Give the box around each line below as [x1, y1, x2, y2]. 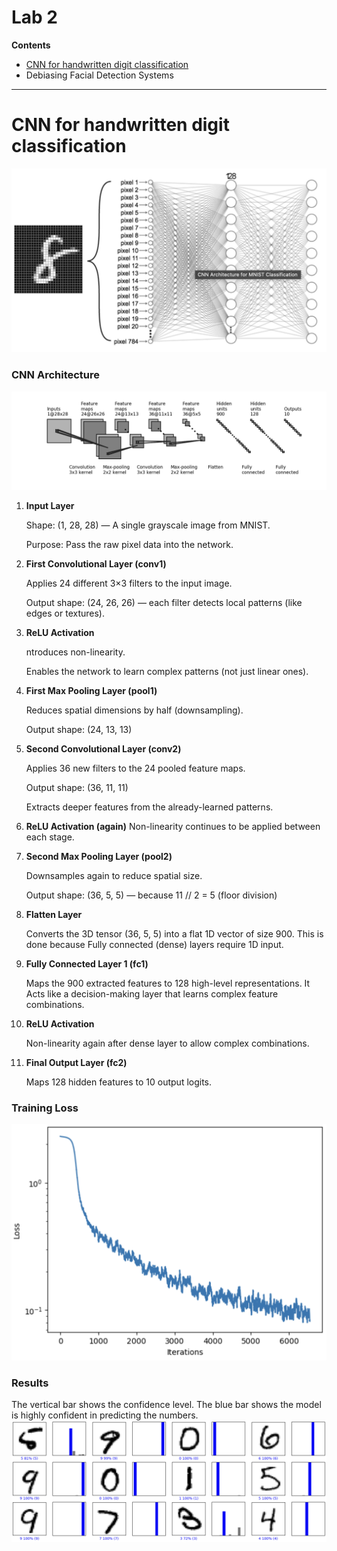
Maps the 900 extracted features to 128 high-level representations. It [25, 977, 311, 989]
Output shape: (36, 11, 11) [25, 782, 129, 793]
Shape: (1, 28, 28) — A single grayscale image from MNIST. [25, 519, 271, 531]
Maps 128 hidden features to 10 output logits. [25, 1076, 213, 1088]
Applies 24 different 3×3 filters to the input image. [25, 577, 233, 589]
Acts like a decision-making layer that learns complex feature [25, 988, 279, 1000]
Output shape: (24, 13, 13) [25, 724, 133, 735]
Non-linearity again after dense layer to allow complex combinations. [25, 1037, 310, 1049]
